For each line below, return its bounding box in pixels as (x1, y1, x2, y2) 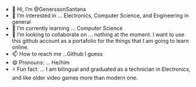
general (11, 18, 31, 25)
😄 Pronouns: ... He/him (11, 59, 70, 66)
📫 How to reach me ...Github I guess (11, 51, 103, 57)
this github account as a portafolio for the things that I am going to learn (11, 38, 189, 44)
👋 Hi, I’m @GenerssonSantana (11, 6, 87, 13)
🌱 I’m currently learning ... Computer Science (11, 24, 123, 32)
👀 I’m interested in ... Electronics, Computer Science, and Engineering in (11, 12, 189, 19)
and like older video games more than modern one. (11, 74, 138, 81)
